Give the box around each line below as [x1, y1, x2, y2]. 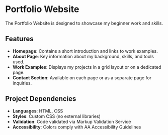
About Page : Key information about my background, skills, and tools [12, 53, 154, 59]
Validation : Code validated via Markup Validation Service [12, 118, 131, 124]
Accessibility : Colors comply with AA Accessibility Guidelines [12, 124, 141, 130]
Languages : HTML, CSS [12, 108, 63, 114]
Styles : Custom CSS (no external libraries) [12, 113, 101, 119]
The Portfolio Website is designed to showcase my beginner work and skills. [5, 20, 163, 26]
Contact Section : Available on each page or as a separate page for [12, 74, 152, 81]
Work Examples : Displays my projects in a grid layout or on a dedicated [12, 64, 161, 70]
